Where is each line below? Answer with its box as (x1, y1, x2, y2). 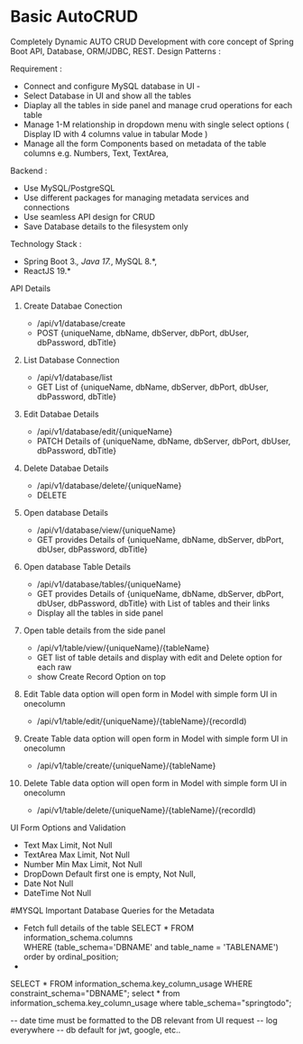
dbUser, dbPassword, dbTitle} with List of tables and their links (36, 598, 271, 609)
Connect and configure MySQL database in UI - (23, 80, 201, 91)
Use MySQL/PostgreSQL (23, 182, 115, 193)
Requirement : (10, 63, 62, 74)
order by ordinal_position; (23, 951, 119, 962)
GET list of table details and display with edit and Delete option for (36, 652, 283, 663)
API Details (10, 282, 51, 294)
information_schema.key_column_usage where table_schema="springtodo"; (10, 997, 292, 1008)
